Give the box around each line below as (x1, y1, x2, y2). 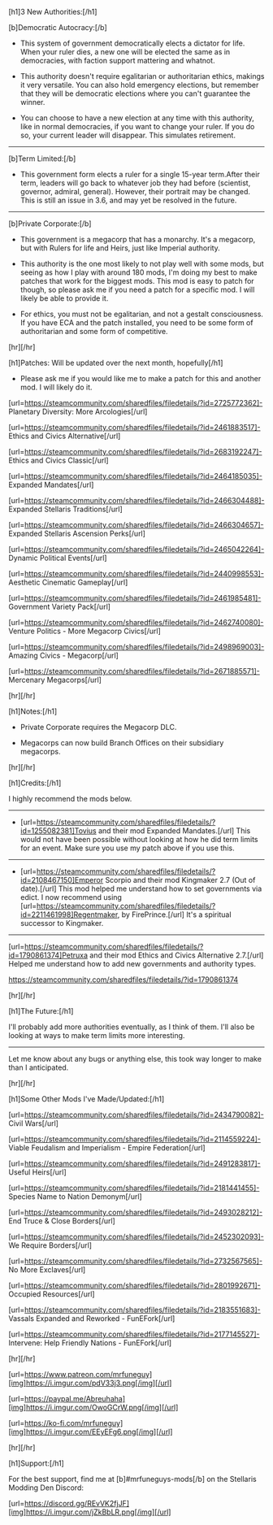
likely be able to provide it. (19, 293, 109, 303)
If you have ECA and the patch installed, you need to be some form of (19, 318, 253, 328)
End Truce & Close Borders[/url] (8, 1216, 115, 1226)
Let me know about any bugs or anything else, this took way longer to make (8, 1054, 262, 1063)
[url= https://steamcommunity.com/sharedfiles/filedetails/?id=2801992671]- (8, 1280, 262, 1290)
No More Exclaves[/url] (8, 1265, 86, 1275)
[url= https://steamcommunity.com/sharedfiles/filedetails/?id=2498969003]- (8, 642, 265, 651)
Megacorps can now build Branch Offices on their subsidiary (19, 738, 224, 747)
